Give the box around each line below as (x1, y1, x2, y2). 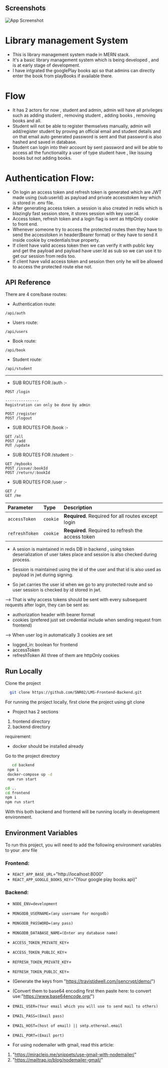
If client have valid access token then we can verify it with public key (12, 242, 154, 248)
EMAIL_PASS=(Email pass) (12, 1013, 64, 1018)
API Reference (5, 278, 51, 287)
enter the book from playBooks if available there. (12, 73, 113, 79)
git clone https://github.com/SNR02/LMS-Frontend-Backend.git (9, 690, 142, 695)
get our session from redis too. (12, 253, 76, 259)
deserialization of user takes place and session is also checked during (12, 552, 157, 558)
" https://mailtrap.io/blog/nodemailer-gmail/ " (12, 1056, 103, 1062)
